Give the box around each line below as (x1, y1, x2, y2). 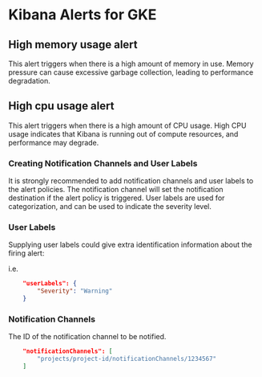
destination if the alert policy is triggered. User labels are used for (8, 193, 225, 203)
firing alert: (8, 248, 45, 258)
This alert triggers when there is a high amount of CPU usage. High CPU (8, 121, 247, 130)
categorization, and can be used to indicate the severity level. (8, 202, 212, 211)
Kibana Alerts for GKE (8, 6, 157, 24)
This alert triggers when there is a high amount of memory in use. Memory (8, 59, 254, 68)
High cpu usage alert (8, 99, 115, 113)
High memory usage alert (8, 38, 138, 51)
